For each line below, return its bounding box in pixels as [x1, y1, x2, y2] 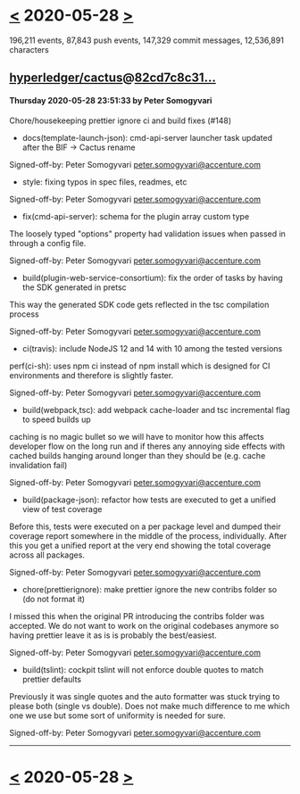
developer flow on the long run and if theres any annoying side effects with [9, 441, 286, 451]
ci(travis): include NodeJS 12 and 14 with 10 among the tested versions [21, 343, 283, 353]
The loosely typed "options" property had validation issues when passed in [9, 228, 286, 239]
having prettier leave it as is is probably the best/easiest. [9, 630, 217, 641]
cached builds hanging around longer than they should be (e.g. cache [9, 450, 266, 460]
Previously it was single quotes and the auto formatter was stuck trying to [9, 691, 280, 701]
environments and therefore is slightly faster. [9, 369, 174, 380]
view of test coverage [21, 503, 103, 514]
